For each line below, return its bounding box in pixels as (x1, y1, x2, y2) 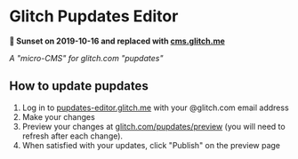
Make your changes (21, 111, 95, 122)
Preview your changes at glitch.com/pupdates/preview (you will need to (21, 121, 286, 131)
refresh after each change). (21, 131, 123, 141)
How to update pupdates (9, 78, 149, 94)
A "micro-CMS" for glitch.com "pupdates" (9, 52, 164, 63)
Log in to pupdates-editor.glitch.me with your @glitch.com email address (21, 102, 289, 113)
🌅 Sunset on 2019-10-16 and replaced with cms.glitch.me (9, 36, 225, 46)
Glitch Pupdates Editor (9, 6, 179, 27)
